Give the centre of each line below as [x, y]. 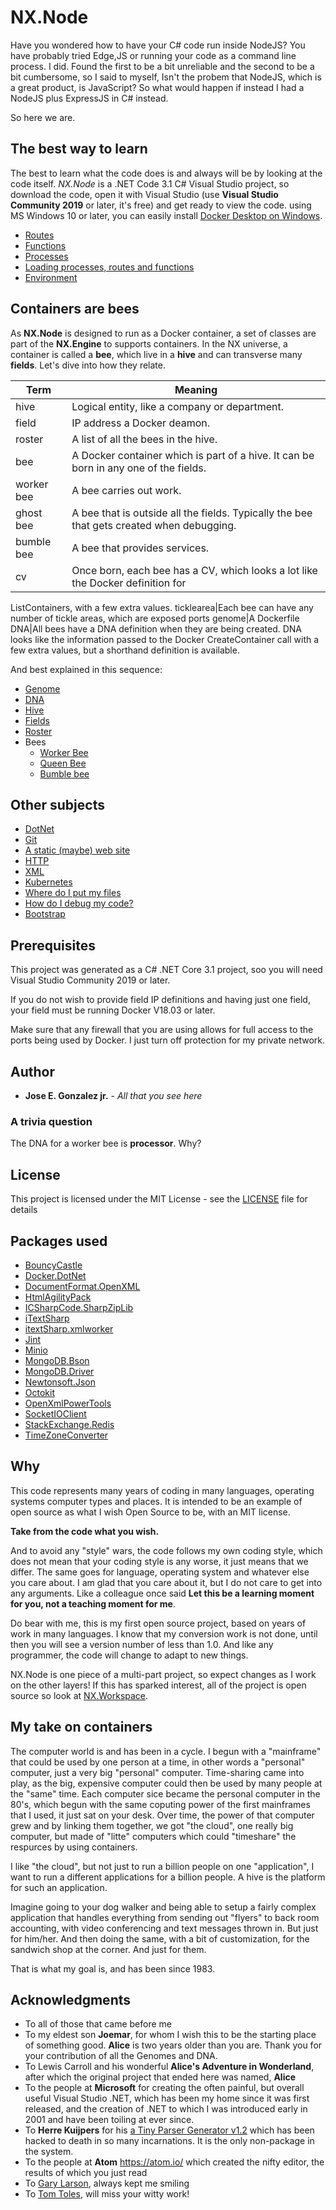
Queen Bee [63, 763]
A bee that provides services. [140, 548]
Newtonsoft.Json [60, 1382]
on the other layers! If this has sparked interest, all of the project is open [158, 1685]
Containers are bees [75, 309]
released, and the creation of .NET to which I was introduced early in [166, 2109]
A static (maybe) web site [77, 850]
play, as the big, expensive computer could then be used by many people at [166, 1783]
